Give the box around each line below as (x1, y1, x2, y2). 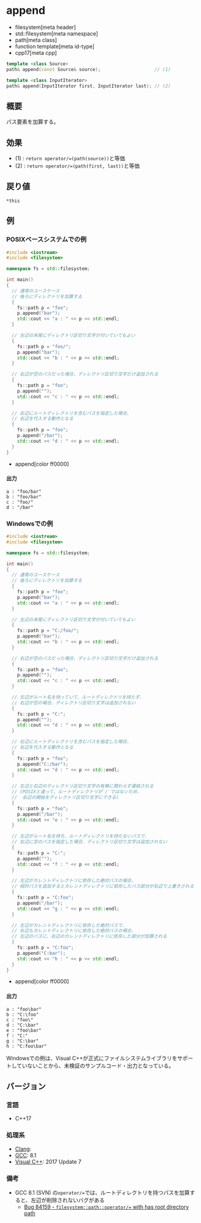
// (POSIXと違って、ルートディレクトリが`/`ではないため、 (11, 789, 142, 795)
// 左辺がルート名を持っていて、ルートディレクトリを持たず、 (11, 694, 144, 701)
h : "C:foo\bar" (6, 1043, 47, 1049)
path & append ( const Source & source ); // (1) (6, 66, 171, 72)
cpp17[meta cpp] (14, 49, 57, 56)
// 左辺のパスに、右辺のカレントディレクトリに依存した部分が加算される (11, 933, 167, 940)
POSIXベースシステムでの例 (6, 236, 87, 244)
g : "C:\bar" (6, 1037, 39, 1044)
